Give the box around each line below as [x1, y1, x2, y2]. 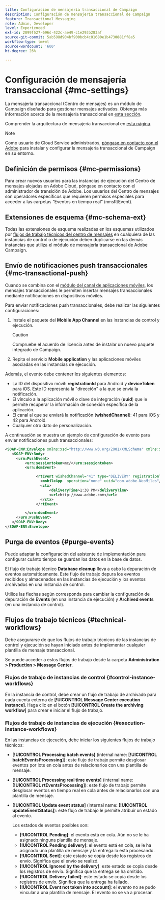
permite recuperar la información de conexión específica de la [12, 401, 138, 407]
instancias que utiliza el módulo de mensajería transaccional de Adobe [5, 242, 148, 248]
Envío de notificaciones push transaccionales [5, 261, 148, 270]
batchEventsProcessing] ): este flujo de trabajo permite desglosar [12, 757, 146, 763]
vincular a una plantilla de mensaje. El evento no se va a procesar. [19, 890, 153, 896]
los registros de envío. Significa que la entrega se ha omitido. [19, 868, 143, 874]
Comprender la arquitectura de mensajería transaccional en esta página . [5, 121, 152, 127]
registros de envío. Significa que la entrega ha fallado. [19, 879, 129, 885]
